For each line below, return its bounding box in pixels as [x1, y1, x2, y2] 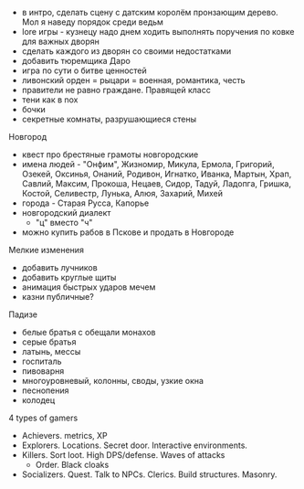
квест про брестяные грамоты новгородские [21, 149, 199, 160]
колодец [21, 395, 56, 405]
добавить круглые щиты [21, 272, 117, 282]
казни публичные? [21, 292, 95, 302]
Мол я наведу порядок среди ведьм [21, 16, 163, 27]
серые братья [21, 336, 77, 347]
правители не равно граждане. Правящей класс [21, 85, 211, 95]
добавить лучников [21, 262, 98, 272]
